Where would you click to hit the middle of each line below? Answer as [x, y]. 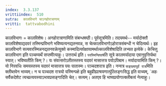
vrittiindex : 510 [24, 14]
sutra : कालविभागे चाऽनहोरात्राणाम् [32, 19]
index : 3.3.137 [22, 10]
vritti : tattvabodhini [30, 24]
